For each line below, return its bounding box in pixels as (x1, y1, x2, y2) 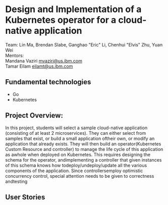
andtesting (5, 178, 28, 184)
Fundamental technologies (5, 78, 91, 86)
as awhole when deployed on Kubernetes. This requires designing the (5, 151, 150, 158)
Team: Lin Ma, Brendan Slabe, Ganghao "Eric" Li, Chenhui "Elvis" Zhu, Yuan (5, 41, 163, 47)
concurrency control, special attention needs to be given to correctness (5, 173, 154, 179)
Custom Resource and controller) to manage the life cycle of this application (5, 146, 163, 152)
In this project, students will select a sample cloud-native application (5, 125, 148, 131)
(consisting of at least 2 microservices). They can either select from (5, 130, 146, 136)
